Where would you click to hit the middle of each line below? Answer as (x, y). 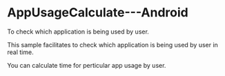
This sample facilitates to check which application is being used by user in (113, 45)
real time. (20, 52)
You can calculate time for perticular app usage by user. (87, 65)
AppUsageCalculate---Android (98, 13)
